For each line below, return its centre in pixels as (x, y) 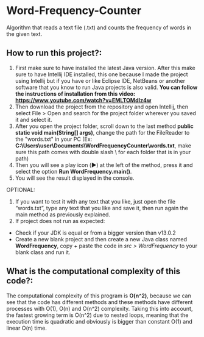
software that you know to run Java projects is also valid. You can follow (106, 87)
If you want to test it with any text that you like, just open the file (95, 201)
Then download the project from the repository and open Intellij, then (102, 107)
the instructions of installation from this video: (75, 94)
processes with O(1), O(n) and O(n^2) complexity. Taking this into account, (100, 308)
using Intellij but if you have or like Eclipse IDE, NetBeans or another (100, 80)
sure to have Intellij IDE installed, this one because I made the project (101, 74)
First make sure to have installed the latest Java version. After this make (105, 68)
